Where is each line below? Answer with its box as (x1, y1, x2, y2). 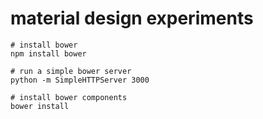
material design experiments (10, 7, 254, 30)
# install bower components (10, 92, 128, 102)
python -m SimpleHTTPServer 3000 (10, 75, 150, 85)
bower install (10, 101, 70, 111)
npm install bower (10, 48, 87, 59)
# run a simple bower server (10, 66, 132, 76)
